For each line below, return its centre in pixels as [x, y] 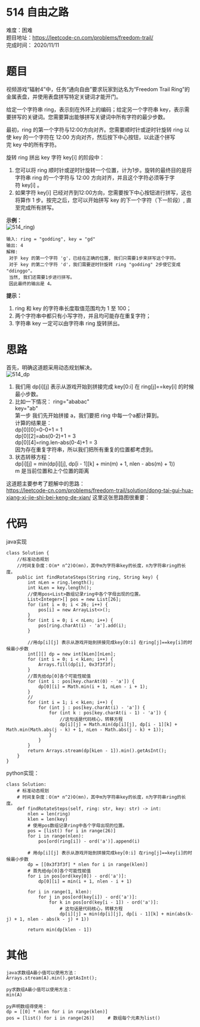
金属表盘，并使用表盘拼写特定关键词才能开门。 [64, 96]
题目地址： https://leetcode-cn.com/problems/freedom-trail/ [80, 37]
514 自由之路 [38, 12]
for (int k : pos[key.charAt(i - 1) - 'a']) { [108, 713]
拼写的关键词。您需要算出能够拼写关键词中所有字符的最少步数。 [90, 117]
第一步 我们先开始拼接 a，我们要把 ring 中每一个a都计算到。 [88, 415]
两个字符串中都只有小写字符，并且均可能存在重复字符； [83, 316]
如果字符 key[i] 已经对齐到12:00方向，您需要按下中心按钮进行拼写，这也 [103, 192]
